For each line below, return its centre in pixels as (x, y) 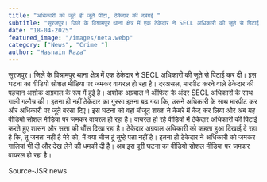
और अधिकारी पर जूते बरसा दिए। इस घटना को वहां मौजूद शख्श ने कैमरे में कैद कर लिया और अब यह (132, 110)
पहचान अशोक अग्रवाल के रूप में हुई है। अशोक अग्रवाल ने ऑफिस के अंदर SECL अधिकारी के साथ (130, 93)
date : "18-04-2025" (41, 30)
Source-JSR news (38, 171)
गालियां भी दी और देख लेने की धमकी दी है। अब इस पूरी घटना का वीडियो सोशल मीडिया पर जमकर (129, 146)
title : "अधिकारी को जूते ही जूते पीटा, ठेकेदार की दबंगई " (84, 15)
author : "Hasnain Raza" (48, 52)
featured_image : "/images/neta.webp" (71, 38)
